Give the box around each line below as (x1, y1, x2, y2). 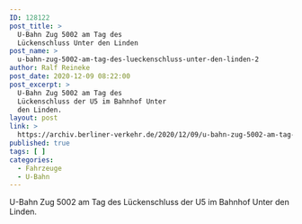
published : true (9, 139, 70, 148)
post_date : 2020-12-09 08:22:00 (9, 72, 130, 81)
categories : (9, 155, 54, 165)
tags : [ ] (9, 147, 47, 156)
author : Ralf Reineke (9, 64, 91, 73)
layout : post (9, 113, 58, 122)
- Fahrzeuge (17, 164, 63, 173)
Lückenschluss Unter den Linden (17, 38, 139, 48)
